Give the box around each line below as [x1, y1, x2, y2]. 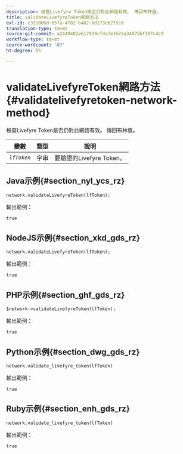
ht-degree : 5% [6, 48, 42, 54]
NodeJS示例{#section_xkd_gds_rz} [6, 233, 140, 243]
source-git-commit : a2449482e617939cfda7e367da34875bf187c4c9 [6, 31, 164, 37]
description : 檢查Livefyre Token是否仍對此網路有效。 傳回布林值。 [6, 8, 161, 15]
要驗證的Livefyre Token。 [54, 153, 126, 162]
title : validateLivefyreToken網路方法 [6, 14, 100, 20]
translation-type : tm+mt [6, 25, 68, 32]
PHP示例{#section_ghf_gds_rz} [6, 290, 125, 300]
